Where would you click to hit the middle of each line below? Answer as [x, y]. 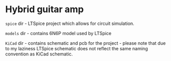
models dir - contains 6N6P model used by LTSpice [59, 33]
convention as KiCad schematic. [39, 54]
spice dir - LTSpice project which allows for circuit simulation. [70, 23]
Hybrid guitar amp [45, 9]
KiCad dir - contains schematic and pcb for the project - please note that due [85, 43]
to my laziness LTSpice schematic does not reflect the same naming [77, 48]
